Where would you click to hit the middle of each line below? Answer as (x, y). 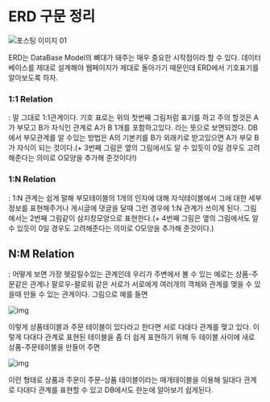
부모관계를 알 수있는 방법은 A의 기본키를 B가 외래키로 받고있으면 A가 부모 (137, 138)
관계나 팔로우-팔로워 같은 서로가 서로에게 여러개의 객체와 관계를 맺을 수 (141, 284)
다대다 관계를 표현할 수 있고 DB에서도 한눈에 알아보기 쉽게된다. (115, 390)
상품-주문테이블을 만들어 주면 (54, 347)
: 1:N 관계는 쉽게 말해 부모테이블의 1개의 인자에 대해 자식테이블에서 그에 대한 (128, 197)
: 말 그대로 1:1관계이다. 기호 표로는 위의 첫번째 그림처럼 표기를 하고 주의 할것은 (130, 118)
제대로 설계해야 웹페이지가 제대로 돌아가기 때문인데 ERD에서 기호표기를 (147, 67)
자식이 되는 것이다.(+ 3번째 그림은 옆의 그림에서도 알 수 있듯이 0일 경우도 (131, 148)
